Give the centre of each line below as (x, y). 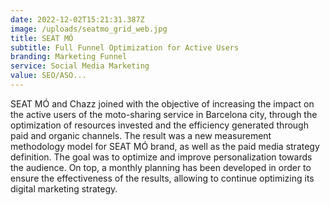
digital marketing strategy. (64, 188)
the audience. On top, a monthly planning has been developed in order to (161, 167)
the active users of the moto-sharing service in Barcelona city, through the (164, 114)
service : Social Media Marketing (80, 66)
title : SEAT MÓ (42, 38)
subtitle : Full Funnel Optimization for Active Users (125, 47)
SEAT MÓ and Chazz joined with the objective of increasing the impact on (162, 103)
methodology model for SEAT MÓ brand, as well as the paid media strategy (165, 146)
